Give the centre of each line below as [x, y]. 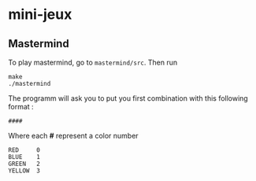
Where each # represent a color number [74, 136]
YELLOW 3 [24, 171]
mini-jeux [40, 15]
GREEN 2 [24, 164]
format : [21, 107]
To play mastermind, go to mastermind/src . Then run [93, 62]
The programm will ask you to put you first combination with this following [128, 98]
